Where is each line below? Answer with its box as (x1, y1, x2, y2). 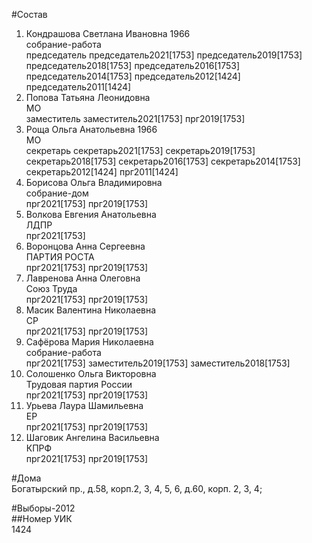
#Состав (11, 9, 48, 20)
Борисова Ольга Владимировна (25, 177, 163, 188)
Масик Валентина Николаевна (25, 304, 157, 316)
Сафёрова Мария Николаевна (25, 336, 154, 348)
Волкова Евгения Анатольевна (25, 209, 157, 220)
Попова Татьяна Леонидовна (25, 92, 151, 103)
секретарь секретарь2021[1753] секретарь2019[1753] (25, 145, 256, 156)
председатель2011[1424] (25, 81, 132, 93)
